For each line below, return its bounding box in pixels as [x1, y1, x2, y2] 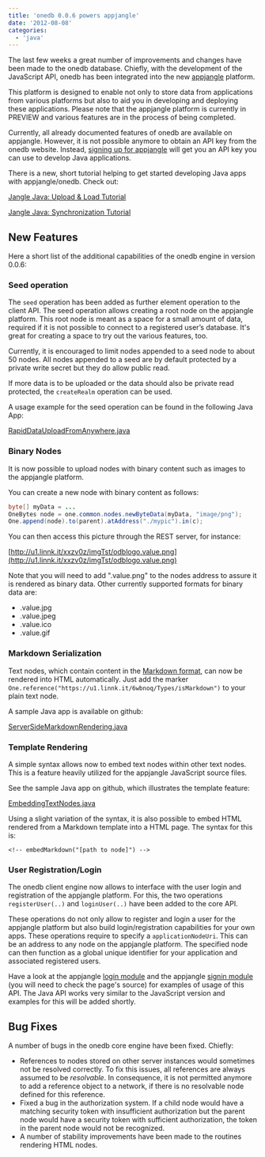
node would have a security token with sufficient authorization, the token [19, 1114, 258, 1124]
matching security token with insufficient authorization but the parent [19, 1106, 245, 1116]
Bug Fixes [8, 1019, 58, 1033]
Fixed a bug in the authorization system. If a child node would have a [19, 1098, 244, 1107]
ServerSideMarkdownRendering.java [8, 721, 128, 732]
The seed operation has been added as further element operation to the [8, 297, 241, 307]
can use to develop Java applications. [8, 153, 132, 163]
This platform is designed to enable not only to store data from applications [8, 88, 253, 97]
